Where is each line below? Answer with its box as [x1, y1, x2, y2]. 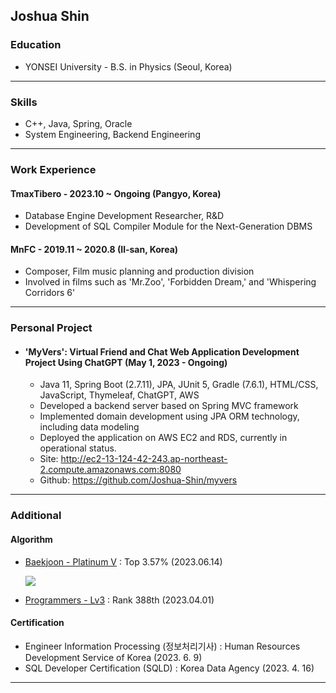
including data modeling [39, 421, 140, 433]
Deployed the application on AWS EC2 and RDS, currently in [39, 432, 288, 444]
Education [10, 38, 62, 52]
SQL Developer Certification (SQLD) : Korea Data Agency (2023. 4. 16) [24, 662, 315, 674]
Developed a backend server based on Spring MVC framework [39, 400, 299, 412]
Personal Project [10, 321, 93, 335]
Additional [10, 509, 62, 523]
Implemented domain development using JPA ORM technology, [39, 410, 300, 423]
